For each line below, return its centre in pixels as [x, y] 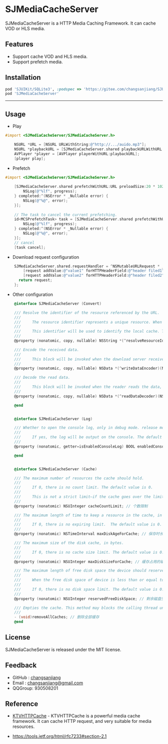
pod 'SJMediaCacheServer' [32, 94]
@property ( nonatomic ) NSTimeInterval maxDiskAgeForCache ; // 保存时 [87, 534]
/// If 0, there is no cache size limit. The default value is [86, 552]
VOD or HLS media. [25, 28]
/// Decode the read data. [42, 378]
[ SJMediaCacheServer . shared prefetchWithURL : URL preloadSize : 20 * [85, 187]
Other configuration [33, 294]
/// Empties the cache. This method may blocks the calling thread [86, 608]
